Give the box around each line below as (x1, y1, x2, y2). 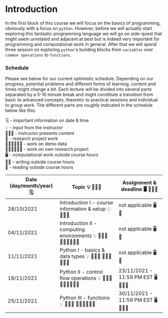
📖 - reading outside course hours (5, 164, 73, 170)
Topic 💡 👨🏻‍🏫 (71, 183, 101, 190)
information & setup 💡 (59, 206, 111, 213)
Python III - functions (59, 294, 110, 301)
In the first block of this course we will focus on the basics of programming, (5, 20, 161, 26)
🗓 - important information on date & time (5, 117, 89, 123)
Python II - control (59, 268, 103, 275)
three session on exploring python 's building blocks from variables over (5, 46, 153, 52)
